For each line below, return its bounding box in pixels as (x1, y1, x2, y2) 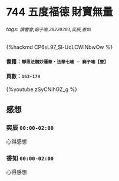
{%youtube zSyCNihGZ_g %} (6, 86, 78, 93)
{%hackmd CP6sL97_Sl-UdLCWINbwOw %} (6, 43, 113, 51)
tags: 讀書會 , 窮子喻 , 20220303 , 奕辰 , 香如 (6, 25, 91, 32)
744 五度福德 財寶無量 (6, 5, 113, 19)
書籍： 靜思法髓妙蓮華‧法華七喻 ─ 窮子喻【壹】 (6, 58, 109, 65)
